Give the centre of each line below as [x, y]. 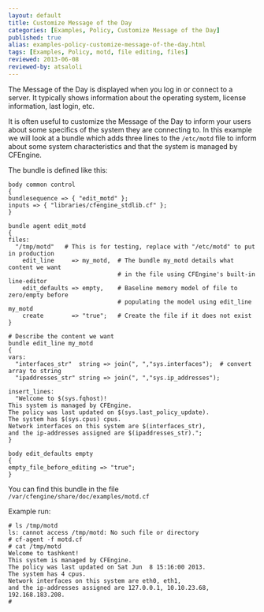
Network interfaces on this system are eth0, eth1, [95, 580]
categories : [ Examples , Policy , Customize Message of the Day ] [114, 30]
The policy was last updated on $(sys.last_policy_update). [109, 412]
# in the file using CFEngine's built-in [186, 274]
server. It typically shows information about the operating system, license [127, 97]
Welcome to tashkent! [44, 553]
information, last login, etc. [51, 106]
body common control [42, 185]
